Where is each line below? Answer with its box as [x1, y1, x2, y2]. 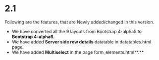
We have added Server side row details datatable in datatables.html [11, 39, 152, 44]
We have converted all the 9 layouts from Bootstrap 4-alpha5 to [11, 28, 142, 34]
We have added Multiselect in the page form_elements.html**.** [11, 49, 144, 55]
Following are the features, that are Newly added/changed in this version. [4, 19, 155, 25]
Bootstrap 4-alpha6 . [11, 34, 55, 40]
